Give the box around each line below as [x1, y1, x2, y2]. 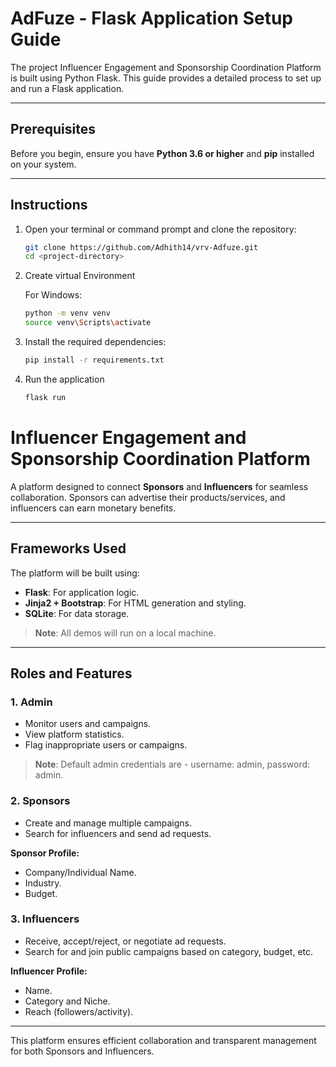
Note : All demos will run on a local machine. [34, 627, 217, 639]
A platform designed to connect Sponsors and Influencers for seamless [10, 480, 309, 492]
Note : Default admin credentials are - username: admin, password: [34, 758, 311, 771]
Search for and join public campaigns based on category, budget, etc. [24, 945, 314, 957]
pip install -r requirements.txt [24, 355, 165, 366]
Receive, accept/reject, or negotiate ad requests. [24, 935, 227, 947]
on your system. [10, 158, 77, 170]
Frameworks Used [10, 540, 127, 557]
